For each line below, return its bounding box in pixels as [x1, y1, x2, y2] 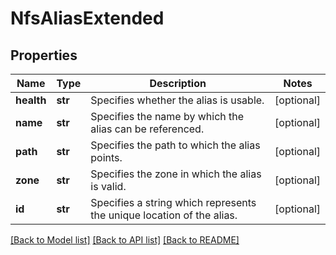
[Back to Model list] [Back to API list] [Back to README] [10, 234, 240, 246]
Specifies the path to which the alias [90, 138, 261, 152]
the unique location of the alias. [90, 208, 238, 222]
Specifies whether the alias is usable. [90, 93, 265, 107]
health [15, 93, 47, 107]
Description [149, 77, 207, 90]
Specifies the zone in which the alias [90, 167, 262, 181]
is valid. [90, 180, 127, 193]
